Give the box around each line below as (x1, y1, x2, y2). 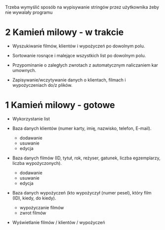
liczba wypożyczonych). (12, 160, 62, 166)
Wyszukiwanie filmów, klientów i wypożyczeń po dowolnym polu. (12, 43, 145, 49)
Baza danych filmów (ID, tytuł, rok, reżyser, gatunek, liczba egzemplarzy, (12, 155, 161, 161)
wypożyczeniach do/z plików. (12, 82, 73, 88)
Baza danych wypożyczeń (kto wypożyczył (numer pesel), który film (12, 190, 152, 195)
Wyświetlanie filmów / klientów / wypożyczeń (12, 219, 105, 225)
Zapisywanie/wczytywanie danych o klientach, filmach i (12, 77, 126, 83)
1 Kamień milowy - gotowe (5, 100, 115, 111)
